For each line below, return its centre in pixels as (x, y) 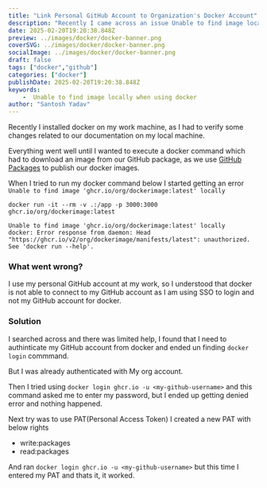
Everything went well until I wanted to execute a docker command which (127, 151)
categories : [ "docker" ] (48, 75)
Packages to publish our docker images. (74, 168)
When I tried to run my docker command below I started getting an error (126, 183)
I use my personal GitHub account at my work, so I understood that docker (130, 284)
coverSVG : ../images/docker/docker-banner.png (87, 45)
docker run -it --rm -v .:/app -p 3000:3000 (83, 205)
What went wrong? (46, 267)
